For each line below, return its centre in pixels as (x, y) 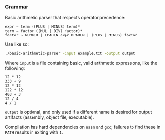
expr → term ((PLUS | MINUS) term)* (43, 27)
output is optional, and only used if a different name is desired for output (79, 112)
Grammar (17, 7)
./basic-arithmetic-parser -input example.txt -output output (70, 53)
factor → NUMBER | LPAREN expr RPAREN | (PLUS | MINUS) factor (71, 35)
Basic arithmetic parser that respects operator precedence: (65, 18)
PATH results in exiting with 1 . (34, 132)
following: (15, 68)
